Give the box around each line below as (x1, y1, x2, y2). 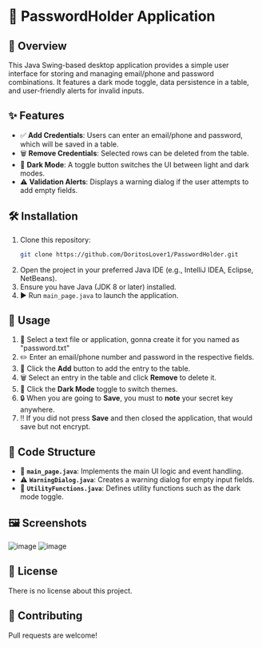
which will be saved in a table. (19, 139, 119, 149)
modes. (19, 168, 46, 178)
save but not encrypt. (19, 422, 91, 432)
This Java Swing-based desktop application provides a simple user (8, 60, 229, 70)
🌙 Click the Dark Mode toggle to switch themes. (19, 384, 178, 394)
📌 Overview (8, 39, 67, 53)
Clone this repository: (19, 235, 91, 244)
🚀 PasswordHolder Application (8, 7, 216, 26)
